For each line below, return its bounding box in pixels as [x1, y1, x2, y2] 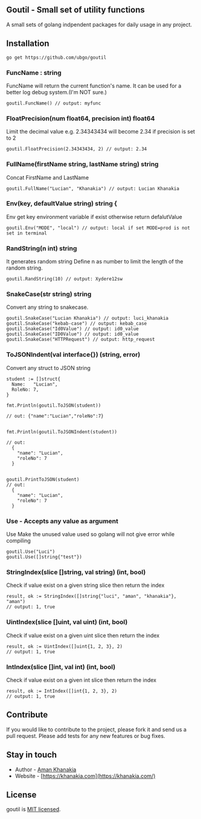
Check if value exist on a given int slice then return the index [6, 676, 157, 684]
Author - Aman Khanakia [14, 766, 77, 773]
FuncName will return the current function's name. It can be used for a [6, 82, 182, 89]
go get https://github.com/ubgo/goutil [6, 54, 107, 60]
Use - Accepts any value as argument [6, 517, 119, 525]
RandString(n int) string [6, 244, 77, 253]
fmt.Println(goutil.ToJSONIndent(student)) [6, 429, 118, 435]
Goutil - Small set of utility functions [6, 5, 145, 15]
